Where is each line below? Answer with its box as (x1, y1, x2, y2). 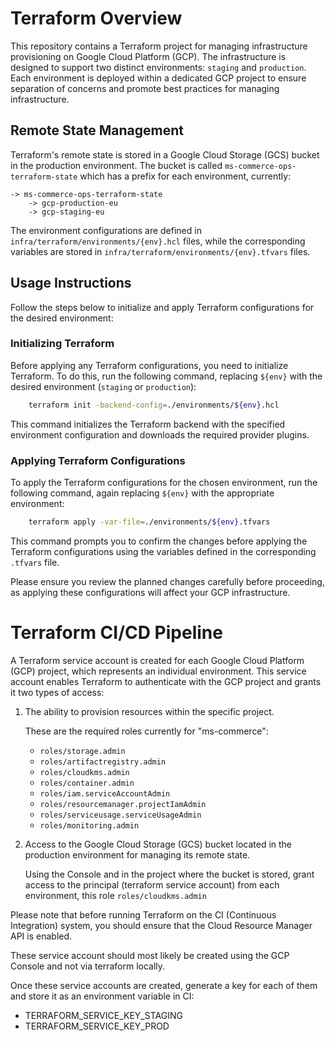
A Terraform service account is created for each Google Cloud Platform (10, 654, 305, 666)
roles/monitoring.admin (39, 820, 140, 831)
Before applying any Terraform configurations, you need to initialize (10, 359, 289, 371)
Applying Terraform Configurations (10, 453, 186, 467)
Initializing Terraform (10, 337, 115, 351)
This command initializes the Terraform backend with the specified (10, 418, 286, 430)
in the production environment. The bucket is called (10, 159, 223, 171)
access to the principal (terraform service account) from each (24, 878, 280, 891)
